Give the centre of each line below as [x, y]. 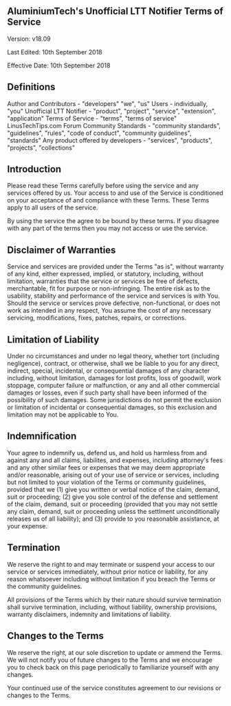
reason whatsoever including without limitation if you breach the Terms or [111, 579]
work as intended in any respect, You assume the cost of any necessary [109, 311]
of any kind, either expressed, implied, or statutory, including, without [106, 274]
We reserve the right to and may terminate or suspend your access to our [111, 564]
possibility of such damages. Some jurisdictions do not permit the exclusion [114, 400]
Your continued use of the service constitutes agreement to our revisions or [114, 687]
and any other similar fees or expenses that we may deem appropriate [106, 467]
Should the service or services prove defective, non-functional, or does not [114, 303]
